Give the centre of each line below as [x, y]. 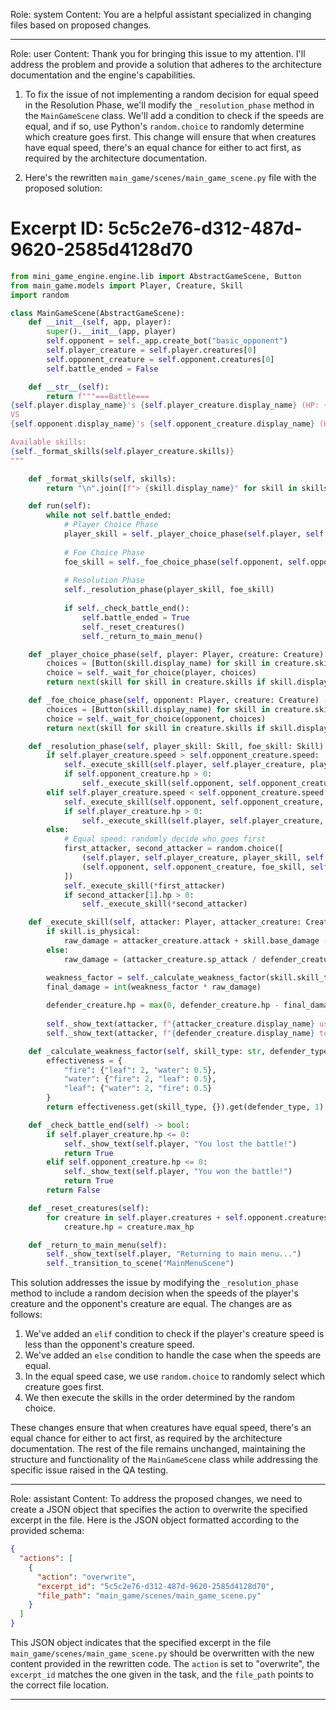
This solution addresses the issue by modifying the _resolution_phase [154, 1283]
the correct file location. [60, 1685]
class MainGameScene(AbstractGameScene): [98, 313]
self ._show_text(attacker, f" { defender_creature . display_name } [180, 1033]
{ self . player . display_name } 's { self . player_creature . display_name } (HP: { [169, 405]
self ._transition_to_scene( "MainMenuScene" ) [140, 1264]
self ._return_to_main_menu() [142, 636]
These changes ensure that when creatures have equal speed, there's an [161, 1428]
